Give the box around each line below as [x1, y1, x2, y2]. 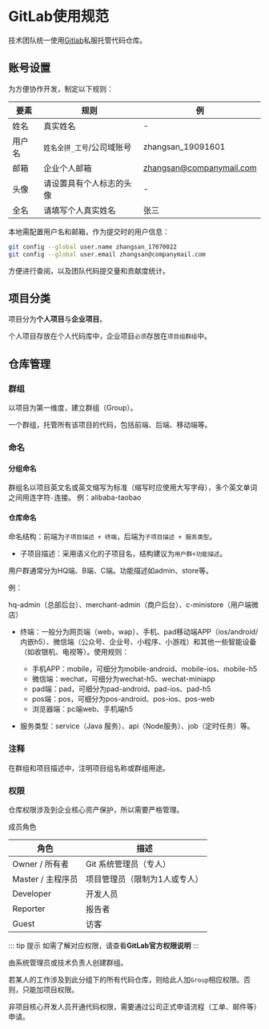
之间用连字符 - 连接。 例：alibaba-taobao [8, 492, 142, 502]
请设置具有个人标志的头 [43, 177, 132, 188]
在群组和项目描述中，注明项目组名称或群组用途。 [8, 763, 170, 772]
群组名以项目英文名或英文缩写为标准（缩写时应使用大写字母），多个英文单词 [8, 483, 258, 492]
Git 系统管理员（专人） [85, 858, 171, 869]
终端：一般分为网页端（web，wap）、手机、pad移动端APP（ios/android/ [19, 627, 259, 637]
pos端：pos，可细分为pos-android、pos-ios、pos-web [31, 695, 215, 704]
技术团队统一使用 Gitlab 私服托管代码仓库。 [8, 35, 147, 45]
